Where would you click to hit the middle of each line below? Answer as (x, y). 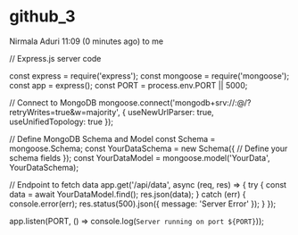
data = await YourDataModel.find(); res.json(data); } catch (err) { (128, 194)
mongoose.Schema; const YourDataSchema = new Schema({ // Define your (149, 148)
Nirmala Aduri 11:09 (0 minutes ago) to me (86, 41)
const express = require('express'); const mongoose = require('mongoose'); (149, 76)
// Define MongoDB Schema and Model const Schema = (112, 138)
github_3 (42, 17)
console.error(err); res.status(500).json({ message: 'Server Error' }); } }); (143, 204)
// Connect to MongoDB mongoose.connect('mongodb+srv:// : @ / (128, 102)
